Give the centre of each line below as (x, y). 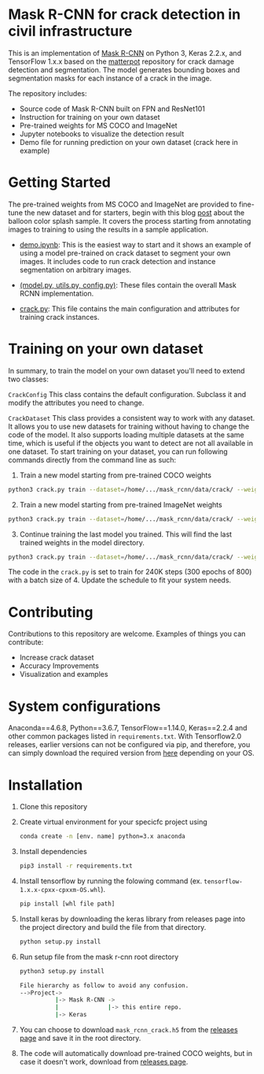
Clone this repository (53, 807)
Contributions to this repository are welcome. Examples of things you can (127, 634)
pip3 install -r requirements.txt (76, 866)
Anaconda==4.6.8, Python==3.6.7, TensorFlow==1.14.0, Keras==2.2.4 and (128, 728)
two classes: (28, 379)
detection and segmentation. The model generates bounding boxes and (124, 69)
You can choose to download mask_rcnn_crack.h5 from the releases (128, 1029)
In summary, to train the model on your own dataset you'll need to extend (126, 370)
